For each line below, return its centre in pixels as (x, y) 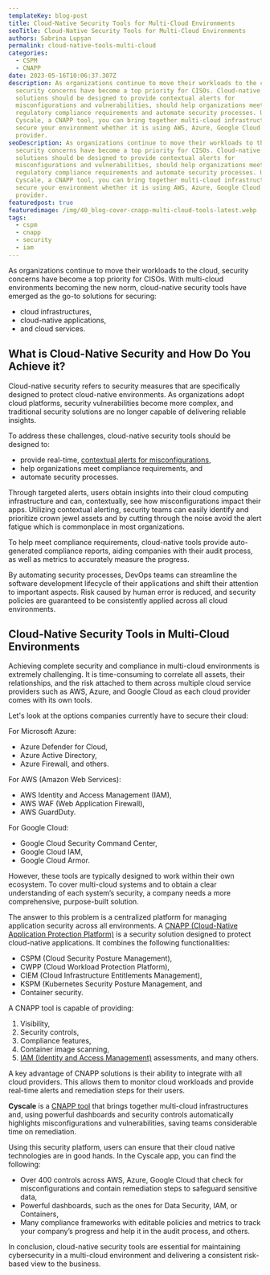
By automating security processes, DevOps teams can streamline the (123, 575)
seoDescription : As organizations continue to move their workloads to (131, 143)
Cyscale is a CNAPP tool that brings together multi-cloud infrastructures (129, 1106)
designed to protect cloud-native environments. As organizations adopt (127, 394)
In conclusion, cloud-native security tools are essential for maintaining (125, 1247)
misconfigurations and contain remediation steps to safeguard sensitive (138, 1189)
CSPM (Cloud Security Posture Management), (96, 958)
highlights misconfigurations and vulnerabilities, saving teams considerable (133, 1123)
